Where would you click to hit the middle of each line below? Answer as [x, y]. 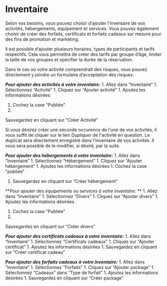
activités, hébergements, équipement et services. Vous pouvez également [82, 28]
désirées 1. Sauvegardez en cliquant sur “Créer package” [64, 278]
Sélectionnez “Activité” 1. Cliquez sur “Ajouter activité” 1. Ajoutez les [75, 89]
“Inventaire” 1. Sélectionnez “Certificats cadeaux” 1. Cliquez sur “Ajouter [80, 241]
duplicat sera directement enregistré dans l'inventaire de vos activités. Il [80, 140]
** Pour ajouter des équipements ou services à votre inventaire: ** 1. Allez [81, 191]
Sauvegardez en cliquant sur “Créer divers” [50, 226]
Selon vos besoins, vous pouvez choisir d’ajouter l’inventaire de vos [75, 23]
